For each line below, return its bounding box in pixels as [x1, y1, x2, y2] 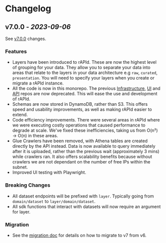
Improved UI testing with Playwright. [12, 169, 86, 175]
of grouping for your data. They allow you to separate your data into [12, 65, 151, 71]
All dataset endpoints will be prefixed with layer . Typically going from [12, 193, 154, 199]
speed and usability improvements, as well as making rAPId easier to [12, 107, 152, 113]
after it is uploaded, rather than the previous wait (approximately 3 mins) [12, 149, 160, 155]
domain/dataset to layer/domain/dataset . [12, 198, 95, 204]
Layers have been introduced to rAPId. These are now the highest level [12, 59, 157, 65]
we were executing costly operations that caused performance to [12, 122, 146, 128]
